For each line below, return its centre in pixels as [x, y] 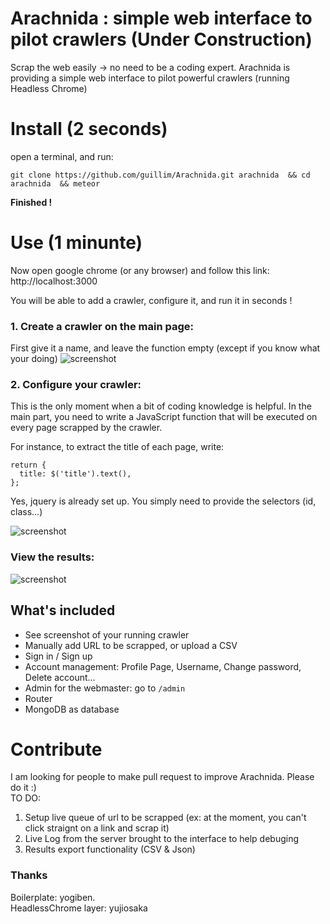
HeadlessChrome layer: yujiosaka [79, 908]
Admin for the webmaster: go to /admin [105, 688]
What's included [63, 610]
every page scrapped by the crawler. [86, 428]
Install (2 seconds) [89, 129]
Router [38, 698]
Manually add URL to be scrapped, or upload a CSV [131, 645]
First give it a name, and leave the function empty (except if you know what [165, 348]
